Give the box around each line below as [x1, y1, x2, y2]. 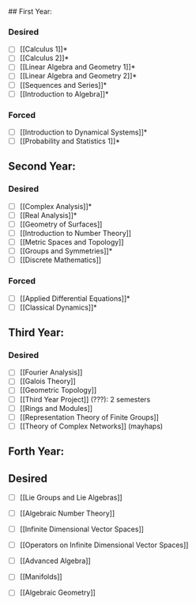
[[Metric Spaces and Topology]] [19, 238, 124, 247]
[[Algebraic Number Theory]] [19, 508, 115, 518]
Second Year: [8, 160, 77, 173]
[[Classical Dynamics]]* [19, 302, 97, 312]
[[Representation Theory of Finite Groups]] [19, 412, 160, 422]
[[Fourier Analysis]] [19, 367, 83, 377]
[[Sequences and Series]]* [19, 80, 107, 89]
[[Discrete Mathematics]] [19, 255, 101, 264]
